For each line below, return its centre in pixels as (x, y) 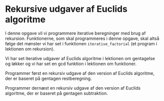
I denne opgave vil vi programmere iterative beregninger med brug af (76, 33)
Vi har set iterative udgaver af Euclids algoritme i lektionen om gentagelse (80, 58)
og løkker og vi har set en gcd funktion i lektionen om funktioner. (71, 64)
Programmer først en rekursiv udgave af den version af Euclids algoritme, (80, 73)
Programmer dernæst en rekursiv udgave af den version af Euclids (73, 88)
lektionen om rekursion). (30, 49)
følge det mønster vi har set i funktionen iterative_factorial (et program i (81, 43)
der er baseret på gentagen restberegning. (49, 78)
